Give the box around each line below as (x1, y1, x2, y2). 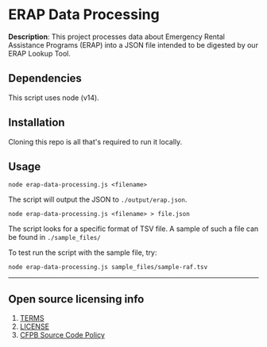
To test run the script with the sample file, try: (8, 248, 157, 257)
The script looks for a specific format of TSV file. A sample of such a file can (8, 224, 259, 233)
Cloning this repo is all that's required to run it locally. (8, 137, 183, 146)
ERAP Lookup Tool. (8, 48, 72, 58)
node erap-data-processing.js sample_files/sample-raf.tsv (8, 264, 208, 272)
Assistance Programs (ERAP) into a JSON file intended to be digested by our (8, 40, 258, 49)
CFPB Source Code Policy (19, 330, 106, 340)
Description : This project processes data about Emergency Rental (8, 32, 225, 41)
